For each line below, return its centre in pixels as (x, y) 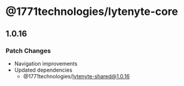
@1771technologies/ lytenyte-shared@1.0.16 (76, 76)
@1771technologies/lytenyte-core (92, 12)
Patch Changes (28, 51)
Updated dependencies (43, 70)
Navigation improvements (46, 63)
